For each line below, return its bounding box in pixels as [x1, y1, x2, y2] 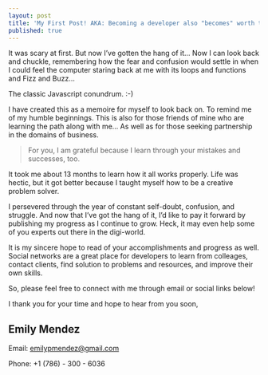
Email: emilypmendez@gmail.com [8, 344, 120, 353]
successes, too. [27, 154, 81, 164]
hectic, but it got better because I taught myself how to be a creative [8, 178, 234, 187]
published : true [8, 26, 62, 34]
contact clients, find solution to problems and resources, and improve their [8, 260, 254, 270]
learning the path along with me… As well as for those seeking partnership [8, 121, 253, 132]
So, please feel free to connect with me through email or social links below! [8, 284, 255, 294]
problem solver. [8, 187, 60, 196]
